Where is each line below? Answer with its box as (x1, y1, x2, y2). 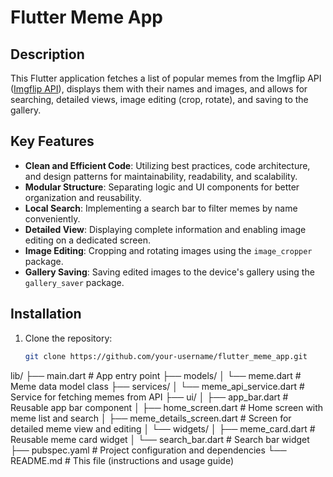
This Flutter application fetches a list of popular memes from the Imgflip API (10, 72, 322, 84)
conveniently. (24, 212, 81, 225)
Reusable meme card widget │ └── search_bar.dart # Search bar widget (10, 433, 310, 445)
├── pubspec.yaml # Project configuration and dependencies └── (10, 444, 287, 456)
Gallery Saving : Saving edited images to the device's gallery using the (24, 266, 315, 278)
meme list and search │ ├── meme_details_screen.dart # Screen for (10, 412, 292, 424)
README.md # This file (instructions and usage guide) (10, 454, 234, 466)
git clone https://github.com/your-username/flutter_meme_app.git (24, 351, 308, 361)
